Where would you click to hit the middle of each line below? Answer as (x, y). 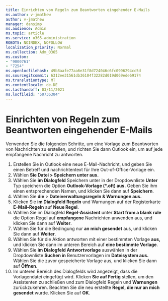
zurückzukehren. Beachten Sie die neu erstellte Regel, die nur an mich (86, 287)
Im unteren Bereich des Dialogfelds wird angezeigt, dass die (75, 272)
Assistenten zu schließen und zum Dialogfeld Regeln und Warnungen (85, 282)
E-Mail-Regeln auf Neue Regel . (46, 207)
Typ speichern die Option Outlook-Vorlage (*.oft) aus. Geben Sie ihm (85, 186)
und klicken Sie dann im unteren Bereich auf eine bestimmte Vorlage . (85, 245)
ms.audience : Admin (26, 29)
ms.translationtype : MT (31, 80)
